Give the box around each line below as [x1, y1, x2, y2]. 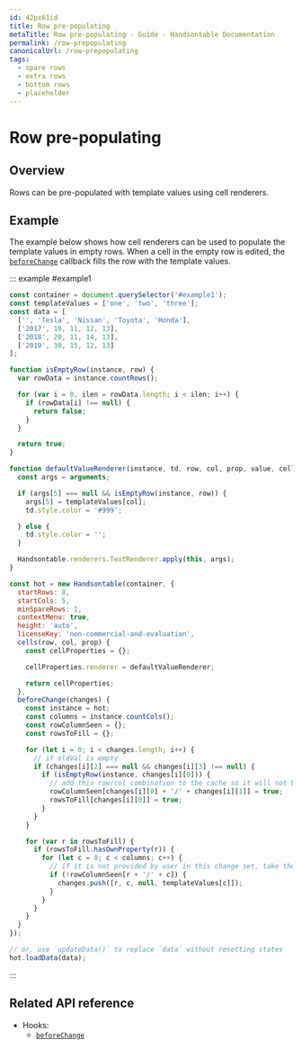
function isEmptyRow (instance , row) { [9, 365, 155, 374]
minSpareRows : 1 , [17, 605, 83, 614]
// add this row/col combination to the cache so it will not [49, 779, 288, 788]
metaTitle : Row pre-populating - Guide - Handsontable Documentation [9, 30, 276, 39]
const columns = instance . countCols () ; [25, 713, 175, 722]
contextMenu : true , [17, 613, 91, 622]
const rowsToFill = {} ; [25, 729, 115, 738]
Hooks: [22, 1019, 49, 1030]
